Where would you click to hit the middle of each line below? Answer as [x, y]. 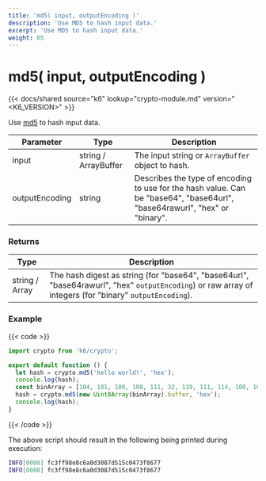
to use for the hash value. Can [190, 189]
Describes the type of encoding [193, 178]
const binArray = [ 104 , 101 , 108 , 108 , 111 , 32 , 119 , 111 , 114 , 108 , [133, 387]
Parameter [42, 142]
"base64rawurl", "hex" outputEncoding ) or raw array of [151, 285]
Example [25, 319]
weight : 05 [26, 38]
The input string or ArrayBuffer [192, 155]
